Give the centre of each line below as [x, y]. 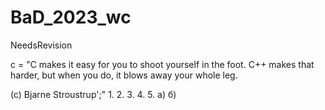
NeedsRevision [41, 45]
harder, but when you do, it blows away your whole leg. [124, 75]
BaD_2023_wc [71, 17]
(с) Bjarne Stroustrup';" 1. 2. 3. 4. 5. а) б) [93, 94]
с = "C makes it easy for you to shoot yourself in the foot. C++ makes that [162, 64]
